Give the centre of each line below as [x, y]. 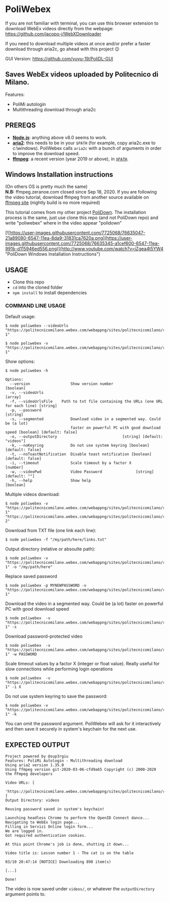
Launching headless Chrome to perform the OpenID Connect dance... [77, 818]
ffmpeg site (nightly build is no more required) [53, 203]
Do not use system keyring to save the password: [56, 696]
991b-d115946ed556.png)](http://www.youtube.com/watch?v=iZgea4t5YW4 [84, 249]
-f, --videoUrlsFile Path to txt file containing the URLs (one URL [87, 402]
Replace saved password [31, 576]
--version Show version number [62, 384]
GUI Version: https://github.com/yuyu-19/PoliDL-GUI [59, 58]
